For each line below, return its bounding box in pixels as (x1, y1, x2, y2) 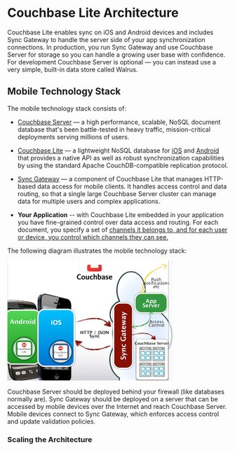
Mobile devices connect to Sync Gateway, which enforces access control (7, 410, 220, 418)
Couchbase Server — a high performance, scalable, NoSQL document (17, 118, 221, 126)
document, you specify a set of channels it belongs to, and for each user (17, 225, 228, 234)
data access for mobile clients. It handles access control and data (37, 182, 227, 190)
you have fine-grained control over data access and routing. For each (17, 218, 219, 226)
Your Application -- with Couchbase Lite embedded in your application (17, 210, 224, 218)
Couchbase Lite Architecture (7, 5, 179, 21)
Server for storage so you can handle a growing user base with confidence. (7, 50, 226, 59)
